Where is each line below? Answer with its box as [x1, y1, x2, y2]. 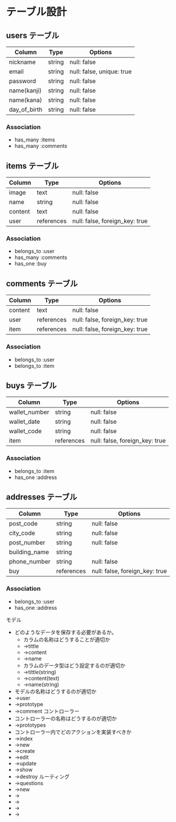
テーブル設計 [6, 5, 67, 19]
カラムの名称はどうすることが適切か [23, 636, 111, 643]
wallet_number [9, 408, 50, 416]
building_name [9, 548, 50, 556]
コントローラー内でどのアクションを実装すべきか [14, 728, 132, 735]
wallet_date [9, 417, 40, 426]
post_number [9, 538, 45, 547]
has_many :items [14, 136, 55, 143]
